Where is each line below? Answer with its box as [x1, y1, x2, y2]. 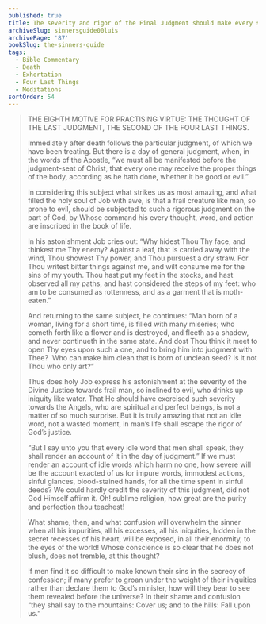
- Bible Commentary [15, 56, 80, 64]
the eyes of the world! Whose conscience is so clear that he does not [27, 543, 254, 553]
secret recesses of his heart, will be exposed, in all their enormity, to [27, 534, 251, 544]
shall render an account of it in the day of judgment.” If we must [27, 452, 236, 461]
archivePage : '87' [8, 33, 69, 42]
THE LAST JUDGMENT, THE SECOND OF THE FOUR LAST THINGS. [27, 123, 249, 133]
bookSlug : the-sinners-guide [8, 41, 104, 49]
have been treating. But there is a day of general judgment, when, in [27, 147, 249, 156]
